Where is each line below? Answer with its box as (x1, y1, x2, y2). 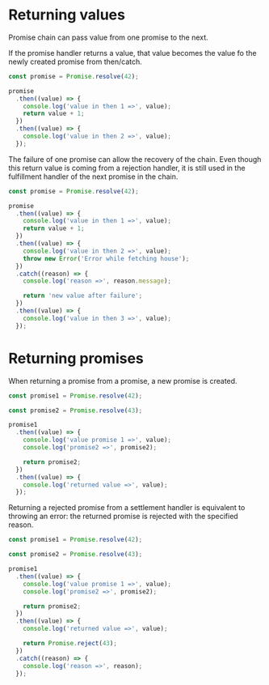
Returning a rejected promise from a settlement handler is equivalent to (8, 503, 246, 513)
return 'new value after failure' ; (23, 291, 143, 300)
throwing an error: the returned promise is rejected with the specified (8, 512, 238, 521)
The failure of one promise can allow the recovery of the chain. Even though (8, 154, 262, 164)
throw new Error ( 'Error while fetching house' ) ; (23, 254, 190, 262)
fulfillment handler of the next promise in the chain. (8, 172, 179, 181)
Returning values (8, 6, 125, 24)
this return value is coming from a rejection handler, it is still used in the (8, 163, 246, 172)
